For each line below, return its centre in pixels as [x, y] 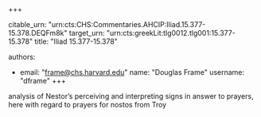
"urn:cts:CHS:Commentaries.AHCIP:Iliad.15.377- [127, 24]
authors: [22, 57]
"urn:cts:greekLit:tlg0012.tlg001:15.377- [171, 33]
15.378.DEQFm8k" [38, 33]
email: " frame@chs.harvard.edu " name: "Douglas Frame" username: [132, 72]
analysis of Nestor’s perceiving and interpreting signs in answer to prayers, [131, 96]
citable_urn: [27, 24]
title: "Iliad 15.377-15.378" [76, 41]
